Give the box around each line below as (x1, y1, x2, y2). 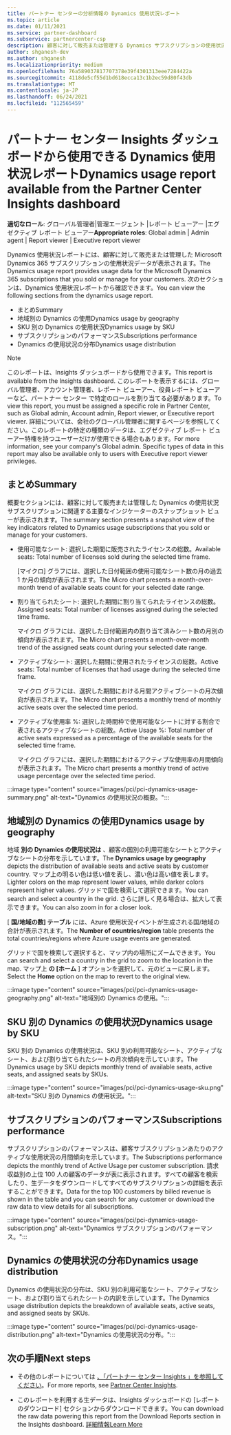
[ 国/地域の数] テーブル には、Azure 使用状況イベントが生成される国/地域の (7, 918, 220, 927)
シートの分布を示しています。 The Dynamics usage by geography (19, 854, 206, 862)
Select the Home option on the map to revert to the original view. (7, 972, 190, 980)
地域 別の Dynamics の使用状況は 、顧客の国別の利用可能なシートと (7, 846, 199, 854)
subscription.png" (7, 1224, 58, 1232)
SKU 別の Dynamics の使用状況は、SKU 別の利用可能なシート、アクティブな (7, 1047, 223, 1055)
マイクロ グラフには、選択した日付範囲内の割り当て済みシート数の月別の (16, 626, 224, 635)
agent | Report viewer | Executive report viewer (7, 236, 141, 244)
